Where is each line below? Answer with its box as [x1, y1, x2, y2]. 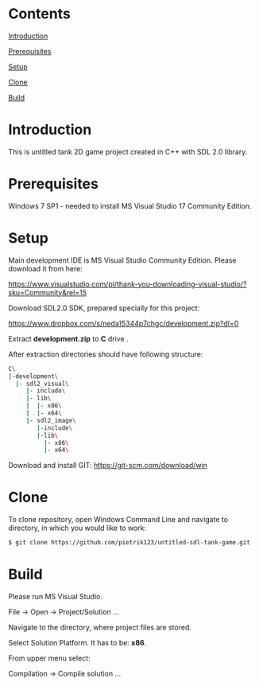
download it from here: [8, 263, 83, 273]
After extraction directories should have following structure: [8, 349, 203, 359]
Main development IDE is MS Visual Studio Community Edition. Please [8, 255, 237, 265]
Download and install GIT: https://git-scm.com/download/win [8, 461, 208, 470]
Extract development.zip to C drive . [8, 333, 129, 343]
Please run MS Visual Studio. [8, 592, 103, 601]
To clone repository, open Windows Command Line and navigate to [8, 515, 229, 524]
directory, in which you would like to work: [8, 523, 147, 533]
